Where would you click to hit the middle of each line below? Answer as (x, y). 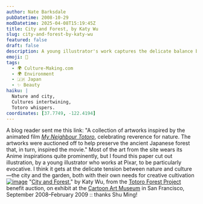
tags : (13, 62)
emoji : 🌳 (17, 57)
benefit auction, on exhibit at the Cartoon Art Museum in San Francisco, (95, 188)
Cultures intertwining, (41, 102)
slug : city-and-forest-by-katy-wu (50, 35)
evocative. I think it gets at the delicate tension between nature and (90, 169)
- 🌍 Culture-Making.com (43, 68)
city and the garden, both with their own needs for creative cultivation (108, 176)
